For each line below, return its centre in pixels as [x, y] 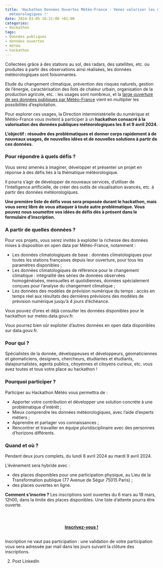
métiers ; [21, 417]
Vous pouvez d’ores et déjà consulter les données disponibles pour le [74, 311]
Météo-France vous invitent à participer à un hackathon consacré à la [75, 119]
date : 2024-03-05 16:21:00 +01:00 [40, 18]
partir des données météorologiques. [42, 192]
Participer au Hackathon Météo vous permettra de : [56, 392]
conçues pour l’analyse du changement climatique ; [64, 286]
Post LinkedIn [26, 561]
